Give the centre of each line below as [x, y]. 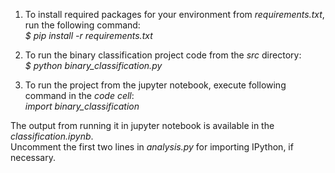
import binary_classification [82, 106]
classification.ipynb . [52, 136]
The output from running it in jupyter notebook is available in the [142, 125]
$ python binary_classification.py [93, 65]
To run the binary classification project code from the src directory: [163, 55]
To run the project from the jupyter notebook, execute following [155, 85]
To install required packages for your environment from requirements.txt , [174, 14]
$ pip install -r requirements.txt [88, 35]
